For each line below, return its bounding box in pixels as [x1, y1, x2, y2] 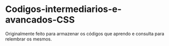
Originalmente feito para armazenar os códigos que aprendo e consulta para [5, 30, 164, 36]
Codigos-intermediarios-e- [5, 3, 122, 15]
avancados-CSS [5, 14, 75, 25]
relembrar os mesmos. [5, 36, 52, 42]
